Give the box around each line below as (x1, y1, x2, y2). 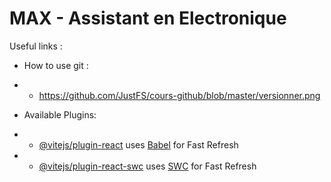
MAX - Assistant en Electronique (9, 7, 287, 30)
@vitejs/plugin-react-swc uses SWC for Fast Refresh (38, 160, 257, 172)
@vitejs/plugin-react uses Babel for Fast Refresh (38, 138, 239, 151)
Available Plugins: (23, 108, 97, 121)
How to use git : (23, 59, 89, 71)
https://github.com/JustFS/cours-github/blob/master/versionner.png (38, 89, 321, 101)
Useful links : (9, 40, 63, 52)
